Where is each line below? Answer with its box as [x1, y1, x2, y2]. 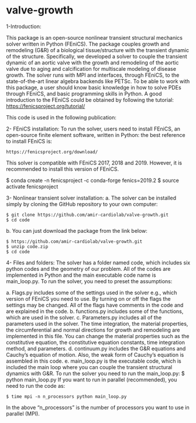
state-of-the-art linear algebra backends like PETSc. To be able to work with [6, 77, 190, 85]
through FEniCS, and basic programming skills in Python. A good [6, 90, 162, 97]
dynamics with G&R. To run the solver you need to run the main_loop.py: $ [6, 370, 185, 377]
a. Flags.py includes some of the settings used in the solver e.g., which [6, 289, 177, 296]
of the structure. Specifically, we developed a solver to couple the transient [6, 53, 187, 60]
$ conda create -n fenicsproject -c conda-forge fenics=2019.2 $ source [6, 177, 180, 184]
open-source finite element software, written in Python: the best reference [6, 131, 185, 138]
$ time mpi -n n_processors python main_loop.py [6, 393, 127, 400]
